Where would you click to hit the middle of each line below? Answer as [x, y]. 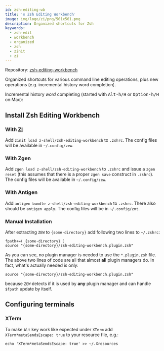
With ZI [14, 129]
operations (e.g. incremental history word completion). [61, 85]
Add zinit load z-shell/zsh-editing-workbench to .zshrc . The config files [81, 140]
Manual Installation [29, 221]
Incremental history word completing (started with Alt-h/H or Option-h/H [82, 94]
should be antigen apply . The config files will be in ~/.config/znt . [72, 208]
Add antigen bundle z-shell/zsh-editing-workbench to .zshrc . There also [81, 203]
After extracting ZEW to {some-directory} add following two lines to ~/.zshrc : [82, 232]
